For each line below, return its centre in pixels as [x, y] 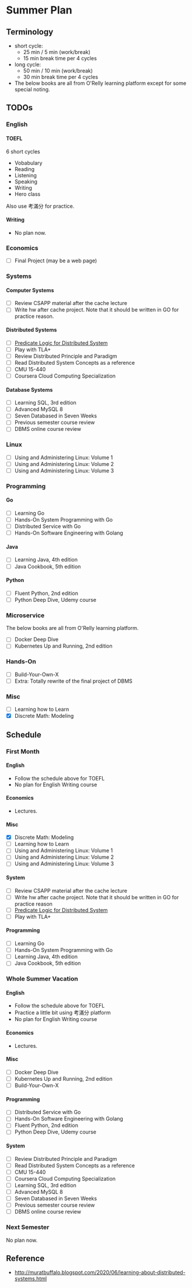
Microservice [25, 615]
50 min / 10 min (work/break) [58, 71]
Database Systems [29, 389]
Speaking [26, 181]
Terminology [30, 32]
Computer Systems [30, 290]
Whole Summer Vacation [42, 979]
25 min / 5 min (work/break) [57, 52]
